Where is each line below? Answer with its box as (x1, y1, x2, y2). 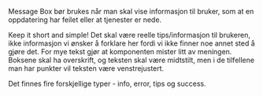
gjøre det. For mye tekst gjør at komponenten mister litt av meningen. (8, 47, 232, 56)
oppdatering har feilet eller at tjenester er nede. (8, 15, 162, 24)
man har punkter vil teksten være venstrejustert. (8, 64, 165, 73)
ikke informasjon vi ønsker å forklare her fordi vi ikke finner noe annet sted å (8, 39, 256, 48)
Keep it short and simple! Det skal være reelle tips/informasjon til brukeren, (8, 31, 250, 39)
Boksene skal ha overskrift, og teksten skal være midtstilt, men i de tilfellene (8, 55, 254, 65)
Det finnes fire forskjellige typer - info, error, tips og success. (8, 79, 206, 88)
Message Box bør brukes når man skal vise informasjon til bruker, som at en (8, 7, 254, 16)
